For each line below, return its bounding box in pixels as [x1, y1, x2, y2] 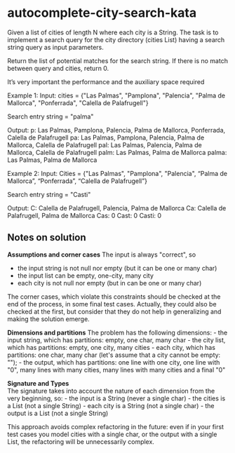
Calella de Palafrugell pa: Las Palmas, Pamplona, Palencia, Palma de [7, 133, 205, 142]
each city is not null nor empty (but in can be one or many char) [17, 278, 202, 287]
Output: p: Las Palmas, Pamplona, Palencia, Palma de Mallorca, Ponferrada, [7, 126, 226, 134]
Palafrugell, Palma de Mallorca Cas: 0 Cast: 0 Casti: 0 [7, 211, 162, 219]
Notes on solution [7, 231, 86, 243]
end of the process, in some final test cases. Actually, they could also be [7, 299, 217, 308]
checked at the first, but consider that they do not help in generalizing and [7, 307, 222, 316]
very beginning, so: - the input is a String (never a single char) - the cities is [7, 394, 226, 403]
